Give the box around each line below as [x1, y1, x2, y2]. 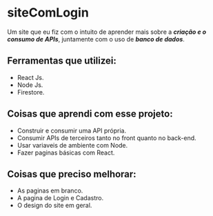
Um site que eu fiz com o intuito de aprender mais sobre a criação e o [7, 28, 207, 36]
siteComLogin [7, 5, 90, 21]
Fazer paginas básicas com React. [17, 148, 115, 157]
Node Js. [17, 81, 43, 89]
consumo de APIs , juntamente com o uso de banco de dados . [7, 35, 185, 43]
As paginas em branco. [17, 186, 83, 195]
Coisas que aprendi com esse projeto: [7, 108, 174, 120]
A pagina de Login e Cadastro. [17, 194, 104, 202]
